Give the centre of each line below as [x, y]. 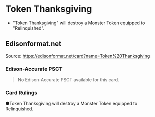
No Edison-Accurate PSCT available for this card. [68, 80]
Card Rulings [21, 92]
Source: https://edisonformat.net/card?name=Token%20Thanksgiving [78, 56]
